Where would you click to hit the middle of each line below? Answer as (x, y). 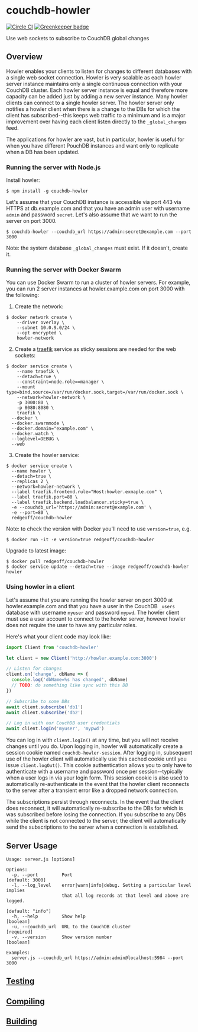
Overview (25, 57)
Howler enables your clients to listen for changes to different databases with (99, 71)
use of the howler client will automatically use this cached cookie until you (97, 759)
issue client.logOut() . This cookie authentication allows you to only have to (99, 765)
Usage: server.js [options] (41, 859)
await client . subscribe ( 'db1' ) (45, 707)
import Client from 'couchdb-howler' (53, 647)
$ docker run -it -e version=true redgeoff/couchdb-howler (80, 540)
